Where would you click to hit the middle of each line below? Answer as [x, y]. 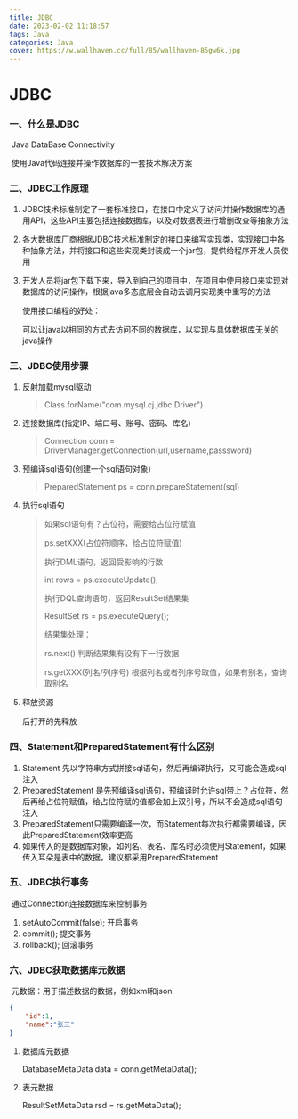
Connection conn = [80, 441]
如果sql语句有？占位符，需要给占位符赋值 [120, 524]
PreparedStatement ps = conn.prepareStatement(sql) [142, 487]
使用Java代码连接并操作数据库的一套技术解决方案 [102, 162]
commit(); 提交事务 [56, 934]
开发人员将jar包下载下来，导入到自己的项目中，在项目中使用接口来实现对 [155, 280]
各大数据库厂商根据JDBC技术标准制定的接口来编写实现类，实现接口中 [149, 239]
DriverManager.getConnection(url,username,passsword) [148, 450]
